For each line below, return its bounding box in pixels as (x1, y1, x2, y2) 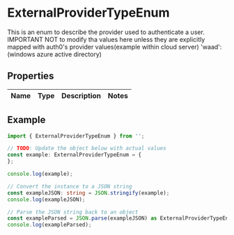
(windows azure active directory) (7, 50, 102, 58)
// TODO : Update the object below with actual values (7, 145, 167, 152)
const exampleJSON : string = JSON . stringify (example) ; (7, 189, 170, 196)
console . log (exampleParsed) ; (7, 221, 92, 229)
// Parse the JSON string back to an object (7, 209, 139, 216)
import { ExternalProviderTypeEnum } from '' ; (7, 132, 145, 140)
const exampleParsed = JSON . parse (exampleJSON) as (7, 215, 157, 222)
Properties (7, 70, 54, 82)
